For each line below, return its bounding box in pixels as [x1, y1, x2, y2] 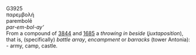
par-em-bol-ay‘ [6, 23, 44, 30]
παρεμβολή [6, 11, 34, 18]
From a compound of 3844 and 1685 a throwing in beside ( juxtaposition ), [6, 30, 184, 37]
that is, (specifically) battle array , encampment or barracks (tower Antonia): [6, 36, 190, 43]
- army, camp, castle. [6, 42, 58, 49]
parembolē [6, 18, 32, 24]
